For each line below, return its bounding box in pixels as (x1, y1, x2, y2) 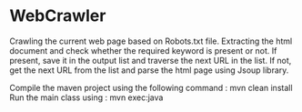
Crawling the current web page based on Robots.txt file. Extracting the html (9, 36, 293, 46)
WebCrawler (9, 5, 106, 26)
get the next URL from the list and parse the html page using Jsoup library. (9, 65, 289, 76)
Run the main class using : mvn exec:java (9, 92, 164, 103)
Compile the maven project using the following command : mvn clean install (9, 82, 293, 93)
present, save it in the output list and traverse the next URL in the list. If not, (9, 55, 292, 66)
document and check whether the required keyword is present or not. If (9, 45, 277, 56)
